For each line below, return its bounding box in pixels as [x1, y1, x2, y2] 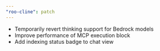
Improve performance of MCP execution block [14, 31, 131, 39]
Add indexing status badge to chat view [14, 38, 114, 45]
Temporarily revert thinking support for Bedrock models [14, 25, 154, 32]
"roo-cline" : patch [5, 8, 55, 15]
